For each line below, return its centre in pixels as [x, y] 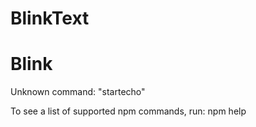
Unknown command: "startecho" [78, 92]
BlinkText [50, 18]
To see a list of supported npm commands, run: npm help [128, 111]
